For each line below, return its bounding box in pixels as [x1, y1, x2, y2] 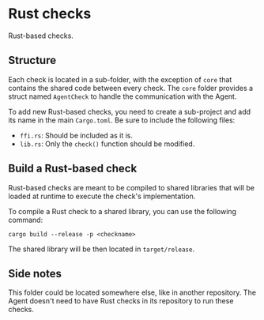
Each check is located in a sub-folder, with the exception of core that [8, 74, 232, 84]
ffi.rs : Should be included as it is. [19, 130, 133, 140]
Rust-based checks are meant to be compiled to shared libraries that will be [8, 183, 255, 192]
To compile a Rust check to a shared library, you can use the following [8, 206, 237, 216]
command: [8, 215, 43, 224]
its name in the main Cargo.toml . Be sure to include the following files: [8, 115, 236, 125]
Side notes [8, 266, 62, 280]
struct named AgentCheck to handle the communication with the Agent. [8, 92, 237, 101]
